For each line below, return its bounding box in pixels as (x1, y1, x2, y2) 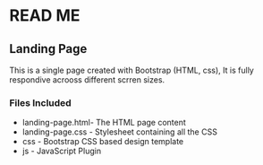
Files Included (9, 96, 72, 109)
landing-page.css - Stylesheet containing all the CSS (21, 126, 217, 137)
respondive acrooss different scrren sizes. (9, 74, 165, 85)
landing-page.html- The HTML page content (21, 117, 186, 128)
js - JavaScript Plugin (21, 145, 101, 157)
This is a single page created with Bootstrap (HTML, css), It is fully (9, 65, 255, 75)
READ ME (9, 5, 81, 26)
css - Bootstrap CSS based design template (21, 136, 184, 147)
